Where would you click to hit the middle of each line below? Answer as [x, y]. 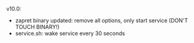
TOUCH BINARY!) [37, 27]
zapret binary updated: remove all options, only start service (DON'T [102, 20]
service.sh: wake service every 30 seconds [70, 33]
